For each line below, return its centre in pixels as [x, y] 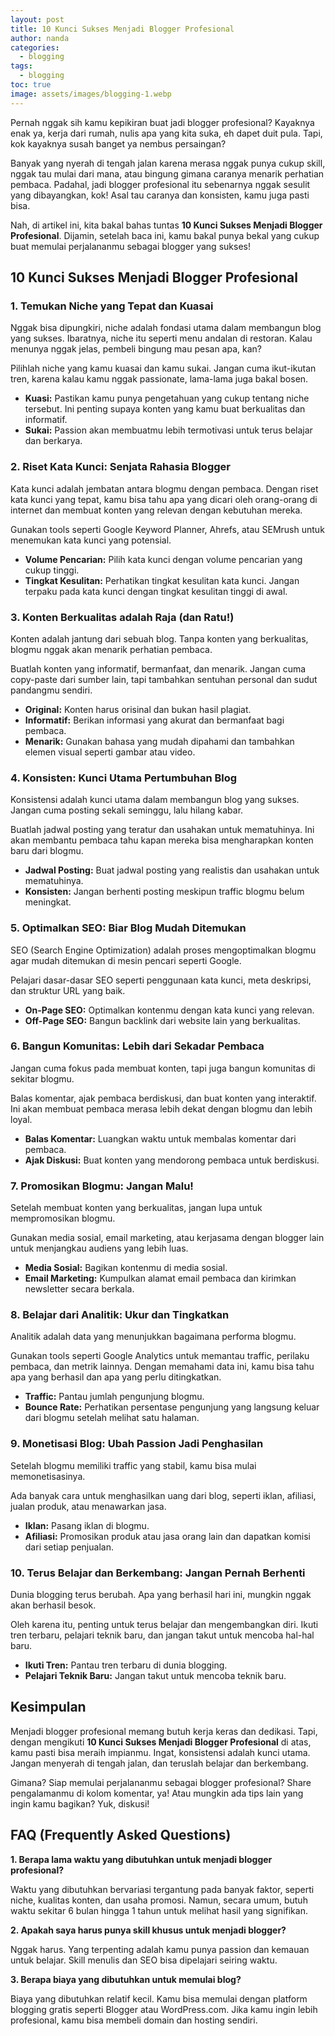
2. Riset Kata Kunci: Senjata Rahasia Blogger [120, 467]
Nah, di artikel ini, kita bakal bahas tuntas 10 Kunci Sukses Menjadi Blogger [166, 225]
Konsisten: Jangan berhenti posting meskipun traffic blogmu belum [164, 892]
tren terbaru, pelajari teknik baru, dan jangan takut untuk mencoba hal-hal [162, 1635]
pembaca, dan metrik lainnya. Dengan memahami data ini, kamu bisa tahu [162, 1367]
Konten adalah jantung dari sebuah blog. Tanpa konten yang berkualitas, [159, 638]
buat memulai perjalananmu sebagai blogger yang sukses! [130, 246]
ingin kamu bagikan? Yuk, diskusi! [80, 1803]
